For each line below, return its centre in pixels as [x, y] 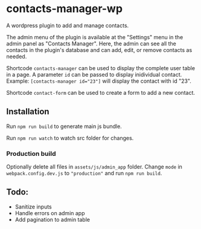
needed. [17, 56]
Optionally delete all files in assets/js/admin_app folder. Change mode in [94, 167]
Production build [31, 153]
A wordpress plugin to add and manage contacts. [68, 25]
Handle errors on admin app [50, 213]
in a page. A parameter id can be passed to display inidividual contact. [94, 74]
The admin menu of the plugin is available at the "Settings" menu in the [95, 37]
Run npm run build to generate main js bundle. [64, 126]
